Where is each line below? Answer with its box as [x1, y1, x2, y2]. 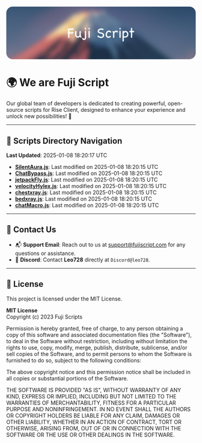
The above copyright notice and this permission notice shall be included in [6, 368, 191, 376]
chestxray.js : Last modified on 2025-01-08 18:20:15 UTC [14, 189, 157, 196]
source [6, 106, 24, 114]
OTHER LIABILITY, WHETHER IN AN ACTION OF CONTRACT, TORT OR [6, 418, 182, 426]
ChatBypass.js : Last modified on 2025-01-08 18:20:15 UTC [14, 170, 163, 177]
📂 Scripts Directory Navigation [6, 136, 123, 146]
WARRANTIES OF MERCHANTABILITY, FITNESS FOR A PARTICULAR [6, 399, 176, 406]
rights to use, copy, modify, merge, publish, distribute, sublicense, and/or [6, 344, 188, 351]
